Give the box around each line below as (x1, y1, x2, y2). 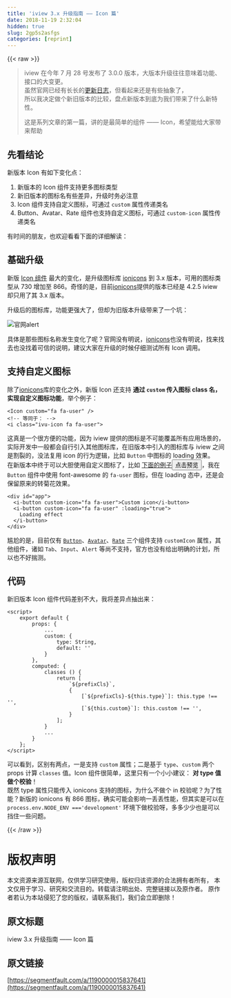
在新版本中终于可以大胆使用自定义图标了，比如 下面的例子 (7, 460, 172, 469)
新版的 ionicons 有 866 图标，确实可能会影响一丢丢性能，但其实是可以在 (19, 795, 225, 803)
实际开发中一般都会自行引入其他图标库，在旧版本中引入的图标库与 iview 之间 (7, 442, 225, 451)
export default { (19, 615, 70, 622)
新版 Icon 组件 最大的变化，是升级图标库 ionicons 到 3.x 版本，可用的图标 (7, 274, 215, 282)
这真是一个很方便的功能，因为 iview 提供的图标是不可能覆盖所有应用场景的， (7, 434, 225, 442)
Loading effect (19, 511, 63, 518)
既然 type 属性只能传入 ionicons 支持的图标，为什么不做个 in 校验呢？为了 (7, 786, 217, 795)
